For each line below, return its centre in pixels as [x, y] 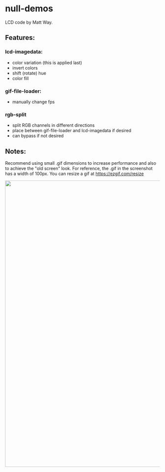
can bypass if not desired [38, 136]
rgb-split [16, 114]
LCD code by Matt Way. [29, 22]
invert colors [25, 68]
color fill [20, 78]
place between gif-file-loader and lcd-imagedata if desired [72, 131]
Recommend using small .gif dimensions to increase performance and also [81, 163]
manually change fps [33, 102]
